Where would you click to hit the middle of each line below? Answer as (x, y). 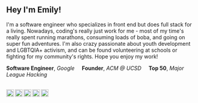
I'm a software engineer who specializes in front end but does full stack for (99, 24)
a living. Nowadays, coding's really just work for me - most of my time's (95, 31)
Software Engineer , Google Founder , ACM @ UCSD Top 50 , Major (95, 68)
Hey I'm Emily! (34, 10)
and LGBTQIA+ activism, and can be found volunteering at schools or (92, 50)
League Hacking (27, 74)
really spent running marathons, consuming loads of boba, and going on (96, 37)
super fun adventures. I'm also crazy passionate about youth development (98, 43)
